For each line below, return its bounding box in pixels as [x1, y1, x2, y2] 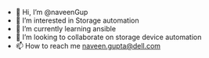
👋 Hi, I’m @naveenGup [15, 8, 88, 16]
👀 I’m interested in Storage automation [15, 16, 139, 25]
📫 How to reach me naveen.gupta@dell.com [15, 42, 161, 50]
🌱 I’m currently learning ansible [15, 24, 116, 33]
